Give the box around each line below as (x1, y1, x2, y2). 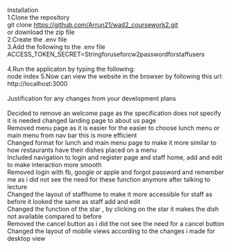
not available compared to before (7, 212, 103, 221)
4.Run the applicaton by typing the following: (7, 65, 135, 73)
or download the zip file (7, 28, 75, 36)
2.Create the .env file (7, 35, 67, 44)
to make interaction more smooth (7, 161, 102, 169)
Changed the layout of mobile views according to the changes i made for (7, 227, 216, 235)
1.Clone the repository (7, 13, 70, 22)
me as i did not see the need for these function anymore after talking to (7, 175, 211, 183)
